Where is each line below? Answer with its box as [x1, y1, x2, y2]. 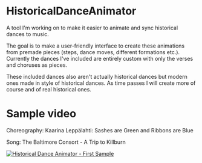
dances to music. [6, 30, 50, 37]
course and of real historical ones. [6, 85, 92, 93]
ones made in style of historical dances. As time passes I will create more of [6, 79, 196, 87]
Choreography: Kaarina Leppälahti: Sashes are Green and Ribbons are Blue [6, 126, 194, 134]
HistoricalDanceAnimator [6, 4, 137, 18]
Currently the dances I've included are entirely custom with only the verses [6, 55, 194, 62]
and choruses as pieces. [6, 61, 68, 69]
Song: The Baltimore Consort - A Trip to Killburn [6, 138, 126, 146]
